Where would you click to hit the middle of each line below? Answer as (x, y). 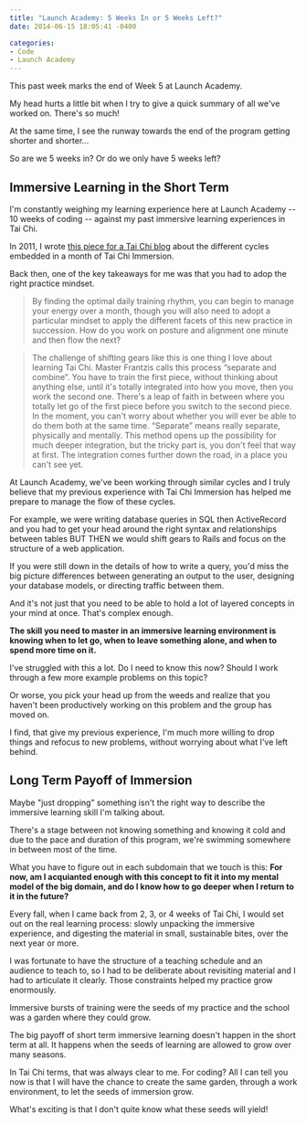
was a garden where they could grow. (80, 1017)
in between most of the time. (63, 849)
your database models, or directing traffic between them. (117, 585)
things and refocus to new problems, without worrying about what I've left (148, 742)
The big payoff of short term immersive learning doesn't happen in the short (153, 1034)
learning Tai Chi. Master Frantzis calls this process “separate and (154, 367)
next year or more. (44, 943)
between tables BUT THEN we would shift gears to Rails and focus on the (148, 538)
